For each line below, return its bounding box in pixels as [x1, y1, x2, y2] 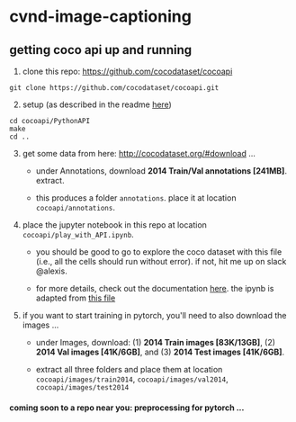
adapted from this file [35, 292, 116, 303]
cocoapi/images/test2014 [35, 383, 130, 392]
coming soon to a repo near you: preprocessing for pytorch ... [9, 402, 245, 413]
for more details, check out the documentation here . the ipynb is [35, 283, 274, 293]
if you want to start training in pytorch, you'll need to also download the [22, 310, 287, 320]
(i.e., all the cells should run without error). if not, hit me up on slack [35, 256, 287, 266]
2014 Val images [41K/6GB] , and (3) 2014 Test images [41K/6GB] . [35, 346, 285, 357]
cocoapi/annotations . [35, 202, 115, 212]
